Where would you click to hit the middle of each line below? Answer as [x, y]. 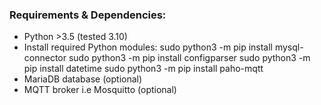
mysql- [289, 47]
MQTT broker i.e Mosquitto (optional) [100, 90]
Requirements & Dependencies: [88, 15]
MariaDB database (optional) [83, 79]
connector [45, 58]
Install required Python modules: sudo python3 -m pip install [148, 47]
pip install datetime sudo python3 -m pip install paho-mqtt [143, 69]
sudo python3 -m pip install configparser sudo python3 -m [189, 58]
